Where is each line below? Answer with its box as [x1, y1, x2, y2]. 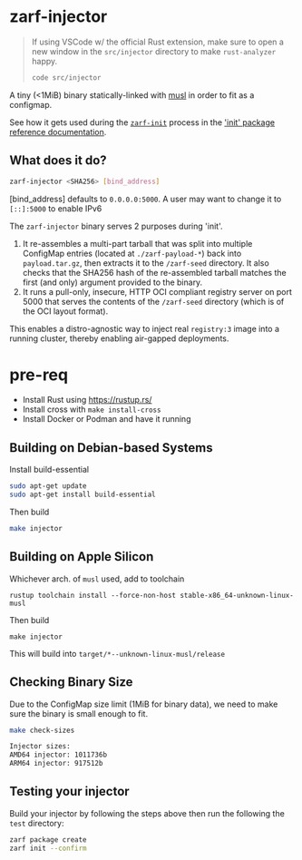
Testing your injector [9, 784, 130, 799]
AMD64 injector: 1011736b [9, 750, 107, 759]
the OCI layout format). [22, 306, 109, 317]
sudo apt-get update [9, 482, 88, 491]
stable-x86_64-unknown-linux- [180, 591, 295, 600]
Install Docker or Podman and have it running [22, 414, 191, 425]
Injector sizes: [9, 742, 71, 751]
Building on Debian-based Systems [9, 440, 213, 455]
